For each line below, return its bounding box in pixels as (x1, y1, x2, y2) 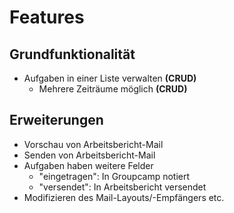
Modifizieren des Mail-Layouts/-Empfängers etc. (23, 191, 225, 203)
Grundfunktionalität (9, 46, 136, 63)
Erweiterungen (9, 112, 104, 129)
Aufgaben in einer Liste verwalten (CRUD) (23, 72, 197, 84)
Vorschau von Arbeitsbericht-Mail (23, 138, 164, 150)
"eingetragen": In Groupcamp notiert (38, 170, 191, 182)
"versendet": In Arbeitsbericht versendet (38, 181, 207, 193)
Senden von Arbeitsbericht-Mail (23, 149, 156, 161)
